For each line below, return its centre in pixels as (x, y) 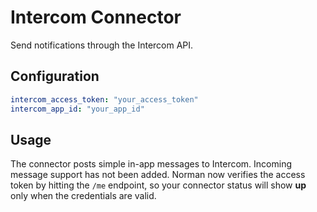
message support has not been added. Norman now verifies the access (158, 175)
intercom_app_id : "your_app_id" (77, 109)
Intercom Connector (96, 17)
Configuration (55, 76)
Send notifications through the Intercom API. (102, 45)
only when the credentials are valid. (83, 196)
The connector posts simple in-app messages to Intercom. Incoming (151, 164)
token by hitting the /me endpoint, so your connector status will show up (158, 185)
